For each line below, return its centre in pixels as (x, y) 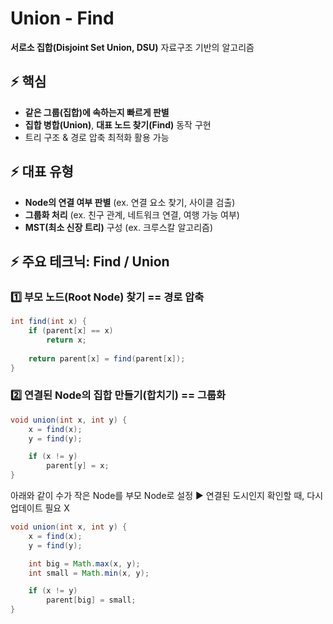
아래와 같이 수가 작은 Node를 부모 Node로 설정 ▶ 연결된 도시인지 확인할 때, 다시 (167, 496)
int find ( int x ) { (48, 322)
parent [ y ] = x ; (78, 466)
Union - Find (62, 18)
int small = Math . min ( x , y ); (89, 573)
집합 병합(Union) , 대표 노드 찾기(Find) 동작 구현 (118, 124)
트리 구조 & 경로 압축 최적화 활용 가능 (97, 137)
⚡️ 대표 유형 (42, 172)
